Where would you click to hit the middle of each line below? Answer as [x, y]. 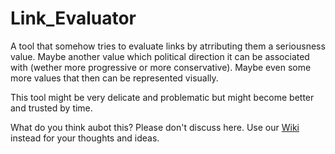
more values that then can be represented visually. [114, 78]
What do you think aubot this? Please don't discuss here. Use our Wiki [155, 127]
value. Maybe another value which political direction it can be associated [160, 56]
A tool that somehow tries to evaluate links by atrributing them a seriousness [168, 46]
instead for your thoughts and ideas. [85, 138]
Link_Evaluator [73, 18]
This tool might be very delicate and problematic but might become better [162, 97]
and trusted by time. [51, 108]
